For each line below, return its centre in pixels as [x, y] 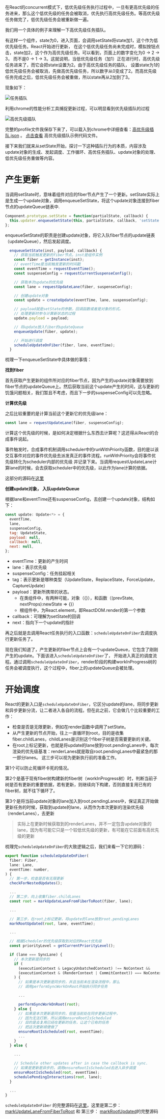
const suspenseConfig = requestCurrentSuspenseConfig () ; [73, 273]
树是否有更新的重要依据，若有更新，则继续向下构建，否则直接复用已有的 [78, 784]
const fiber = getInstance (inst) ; [49, 260]
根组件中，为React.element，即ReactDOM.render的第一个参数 [82, 610]
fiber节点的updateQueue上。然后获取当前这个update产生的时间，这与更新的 [82, 386]
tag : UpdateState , [28, 533]
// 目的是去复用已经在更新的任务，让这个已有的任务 [63, 1023]
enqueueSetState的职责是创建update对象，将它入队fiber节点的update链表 [80, 235]
